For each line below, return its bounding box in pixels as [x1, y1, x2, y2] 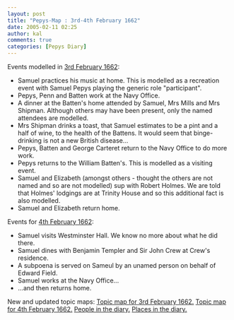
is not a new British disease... [43, 136, 129, 145]
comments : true [7, 37, 52, 44]
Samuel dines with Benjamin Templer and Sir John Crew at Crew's [17, 247, 211, 254]
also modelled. [17, 196, 61, 205]
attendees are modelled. [17, 114, 89, 122]
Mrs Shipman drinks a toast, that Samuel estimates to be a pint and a [17, 122, 218, 129]
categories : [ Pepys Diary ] [7, 43, 87, 50]
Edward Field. [17, 269, 58, 277]
